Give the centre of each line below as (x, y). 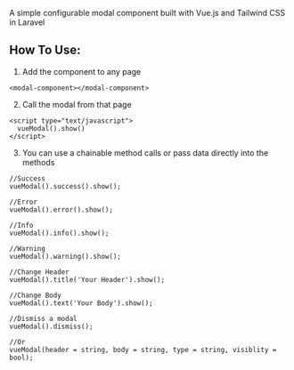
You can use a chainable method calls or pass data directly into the (145, 153)
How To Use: (45, 50)
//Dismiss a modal (43, 318)
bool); (21, 358)
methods (38, 162)
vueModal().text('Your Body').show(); (81, 303)
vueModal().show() (52, 128)
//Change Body (36, 295)
